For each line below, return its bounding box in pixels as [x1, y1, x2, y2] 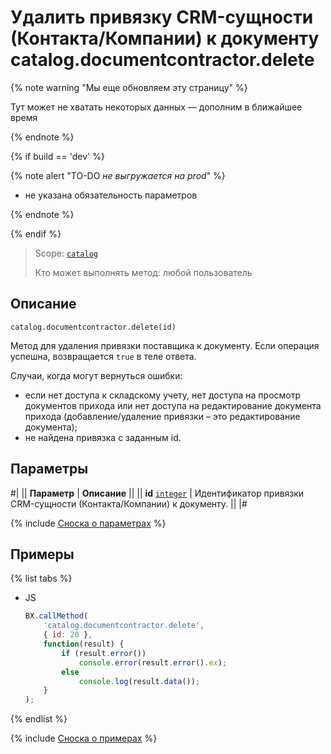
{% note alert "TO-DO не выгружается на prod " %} [10, 169, 226, 181]
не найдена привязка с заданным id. [24, 431, 182, 443]
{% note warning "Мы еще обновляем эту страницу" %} [10, 81, 248, 93]
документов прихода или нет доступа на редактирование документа [24, 399, 322, 411]
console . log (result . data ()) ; [78, 676, 201, 686]
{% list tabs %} [10, 572, 73, 585]
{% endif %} [10, 227, 62, 240]
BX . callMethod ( [24, 611, 89, 621]
